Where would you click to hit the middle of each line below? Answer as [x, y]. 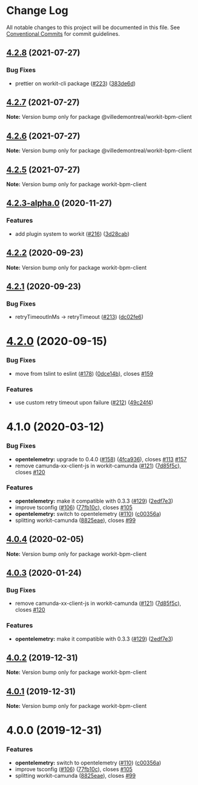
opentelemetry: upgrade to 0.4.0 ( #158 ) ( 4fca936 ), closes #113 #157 [101, 459]
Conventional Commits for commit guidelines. [63, 33]
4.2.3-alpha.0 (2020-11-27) [59, 203]
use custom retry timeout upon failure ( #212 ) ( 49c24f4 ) [84, 403]
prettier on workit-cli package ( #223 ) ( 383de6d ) [75, 83]
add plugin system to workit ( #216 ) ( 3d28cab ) [72, 233]
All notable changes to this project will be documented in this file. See [93, 27]
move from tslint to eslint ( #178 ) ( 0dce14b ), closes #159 [84, 373]
